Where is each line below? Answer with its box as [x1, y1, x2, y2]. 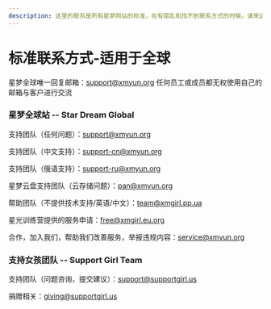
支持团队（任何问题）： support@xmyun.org [8, 129, 151, 139]
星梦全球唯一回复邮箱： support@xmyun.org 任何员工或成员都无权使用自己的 [8, 77, 262, 87]
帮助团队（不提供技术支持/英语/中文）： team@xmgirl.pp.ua [8, 198, 202, 207]
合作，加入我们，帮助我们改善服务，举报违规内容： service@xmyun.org [8, 232, 245, 242]
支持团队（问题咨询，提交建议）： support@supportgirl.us [8, 274, 198, 284]
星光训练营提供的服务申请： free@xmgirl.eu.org [8, 215, 165, 224]
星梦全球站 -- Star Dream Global [8, 110, 135, 121]
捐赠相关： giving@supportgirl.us [8, 291, 118, 301]
